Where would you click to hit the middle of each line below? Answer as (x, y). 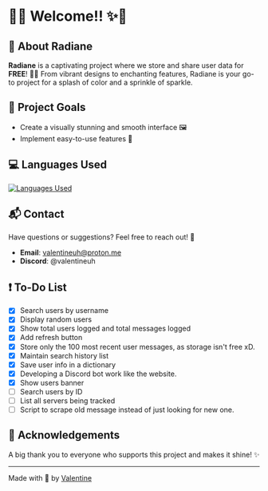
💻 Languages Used (58, 165)
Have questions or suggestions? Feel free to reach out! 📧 (102, 237)
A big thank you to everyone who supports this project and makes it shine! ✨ (134, 454)
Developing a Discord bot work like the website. (98, 374)
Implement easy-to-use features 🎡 (76, 138)
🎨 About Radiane (51, 46)
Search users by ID (51, 391)
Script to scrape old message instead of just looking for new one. (127, 410)
